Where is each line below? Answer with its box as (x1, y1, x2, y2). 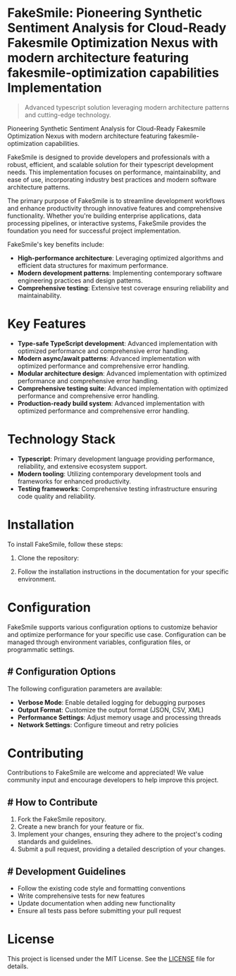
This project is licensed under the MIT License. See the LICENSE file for (7, 955, 216, 963)
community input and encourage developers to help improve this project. (7, 776, 219, 784)
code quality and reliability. (17, 492, 97, 500)
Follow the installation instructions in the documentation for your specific (17, 567, 229, 576)
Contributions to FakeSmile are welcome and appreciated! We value (7, 768, 204, 777)
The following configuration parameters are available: (7, 684, 163, 693)
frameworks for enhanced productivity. (17, 477, 132, 486)
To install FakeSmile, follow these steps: (7, 540, 123, 548)
